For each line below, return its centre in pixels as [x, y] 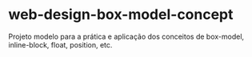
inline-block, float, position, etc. [60, 44]
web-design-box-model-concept [121, 15]
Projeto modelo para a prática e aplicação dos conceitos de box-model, [126, 36]
